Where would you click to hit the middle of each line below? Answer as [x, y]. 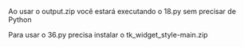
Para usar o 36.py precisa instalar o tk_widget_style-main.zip [108, 35]
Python [20, 20]
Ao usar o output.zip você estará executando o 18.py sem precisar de [122, 11]
